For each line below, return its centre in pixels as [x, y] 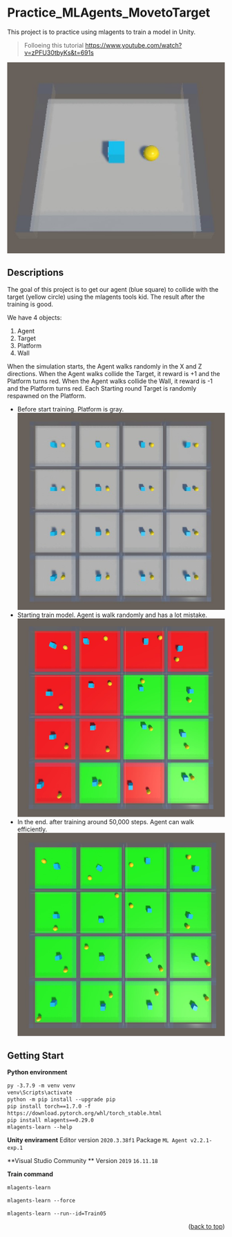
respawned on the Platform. [47, 396]
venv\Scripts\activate [40, 1092]
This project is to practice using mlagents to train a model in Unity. [101, 32]
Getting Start [36, 1055]
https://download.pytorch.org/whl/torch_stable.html [85, 1113]
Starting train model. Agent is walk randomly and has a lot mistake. [112, 615]
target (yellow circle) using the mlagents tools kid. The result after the [106, 297]
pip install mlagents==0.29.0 [51, 1120]
